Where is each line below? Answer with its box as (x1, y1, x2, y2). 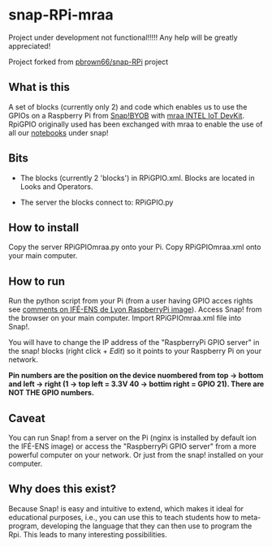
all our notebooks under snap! (8, 127, 109, 137)
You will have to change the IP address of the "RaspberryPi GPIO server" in (8, 338, 260, 347)
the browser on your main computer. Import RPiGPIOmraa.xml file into (8, 313, 242, 323)
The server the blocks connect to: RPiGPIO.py (19, 197, 174, 207)
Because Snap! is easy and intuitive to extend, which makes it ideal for (8, 503, 244, 513)
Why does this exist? (8, 482, 116, 496)
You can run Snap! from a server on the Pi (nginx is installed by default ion (8, 433, 257, 442)
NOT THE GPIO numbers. (8, 388, 95, 398)
